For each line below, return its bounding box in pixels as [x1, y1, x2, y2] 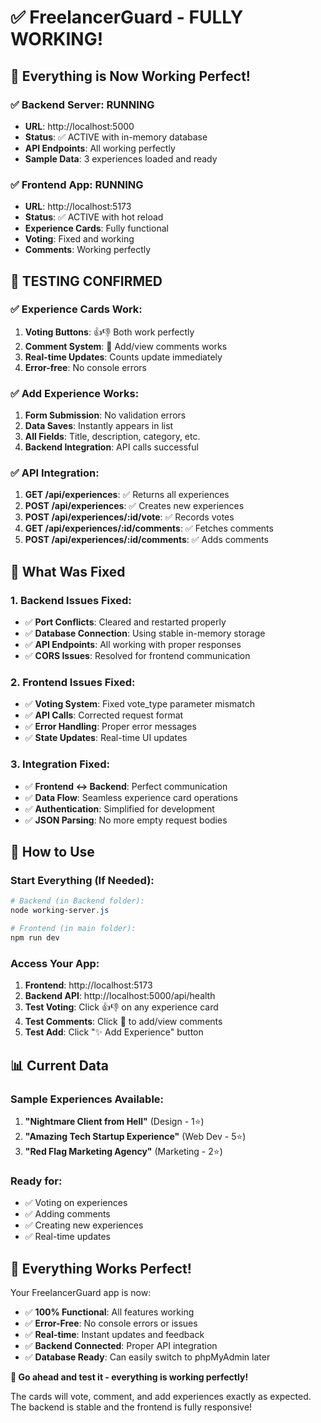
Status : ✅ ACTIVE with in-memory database [24, 131, 208, 143]
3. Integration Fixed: [10, 757, 110, 771]
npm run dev [10, 933, 60, 943]
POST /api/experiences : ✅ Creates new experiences [24, 500, 245, 512]
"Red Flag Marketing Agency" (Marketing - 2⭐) [24, 1145, 223, 1157]
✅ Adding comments [24, 1208, 111, 1220]
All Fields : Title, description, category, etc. [24, 431, 201, 443]
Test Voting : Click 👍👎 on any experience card [24, 1001, 219, 1013]
